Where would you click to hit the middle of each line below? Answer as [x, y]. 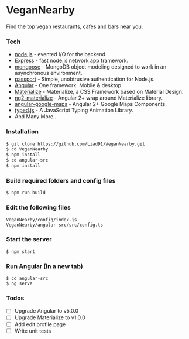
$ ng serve [19, 284]
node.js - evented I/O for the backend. [61, 54]
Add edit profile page [40, 324]
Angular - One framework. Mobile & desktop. [68, 85]
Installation [23, 132]
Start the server [29, 239]
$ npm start [20, 251]
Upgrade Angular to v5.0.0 [47, 311]
